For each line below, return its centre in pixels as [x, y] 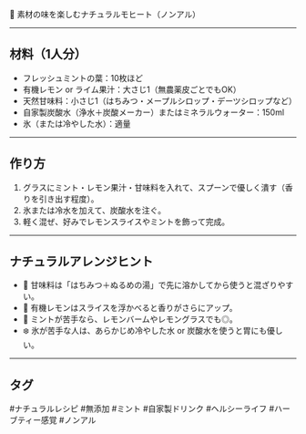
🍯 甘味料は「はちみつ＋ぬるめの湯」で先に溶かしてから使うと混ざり [150, 285]
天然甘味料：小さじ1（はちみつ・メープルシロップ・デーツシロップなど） [160, 100]
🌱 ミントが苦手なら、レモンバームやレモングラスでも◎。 [130, 319]
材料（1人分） [48, 54]
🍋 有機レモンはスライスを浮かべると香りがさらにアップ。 [130, 308]
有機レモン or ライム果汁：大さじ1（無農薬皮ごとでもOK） [132, 89]
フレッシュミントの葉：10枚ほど [83, 77]
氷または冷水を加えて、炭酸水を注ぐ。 [94, 210]
